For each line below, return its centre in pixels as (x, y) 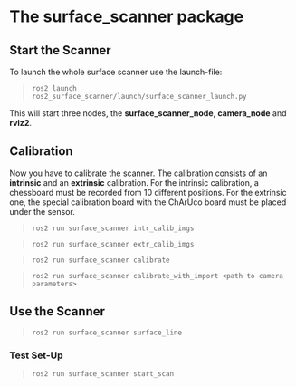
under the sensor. (42, 211)
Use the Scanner (57, 311)
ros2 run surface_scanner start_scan (103, 373)
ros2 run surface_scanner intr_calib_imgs (113, 228)
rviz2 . (20, 123)
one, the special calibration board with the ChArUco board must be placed (148, 202)
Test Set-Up (36, 355)
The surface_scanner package (127, 17)
